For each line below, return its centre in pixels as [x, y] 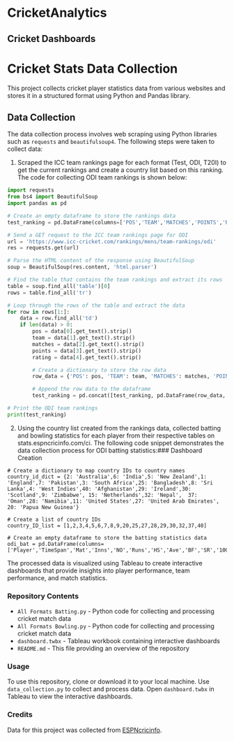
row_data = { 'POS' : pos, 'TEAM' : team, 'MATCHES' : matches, [121, 376]
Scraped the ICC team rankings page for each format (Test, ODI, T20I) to [122, 163]
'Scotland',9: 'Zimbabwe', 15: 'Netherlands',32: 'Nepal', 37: [102, 495]
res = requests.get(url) [43, 248]
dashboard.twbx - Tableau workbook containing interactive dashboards [119, 641]
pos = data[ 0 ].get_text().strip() [82, 331]
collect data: [25, 149]
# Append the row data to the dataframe [92, 389]
